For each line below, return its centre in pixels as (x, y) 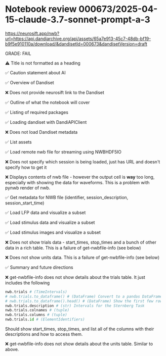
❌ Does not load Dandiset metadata (41, 132)
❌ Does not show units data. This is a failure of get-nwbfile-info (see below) (82, 257)
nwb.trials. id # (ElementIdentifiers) (45, 320)
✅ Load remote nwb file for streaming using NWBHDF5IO (63, 152)
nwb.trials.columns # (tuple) (36, 315)
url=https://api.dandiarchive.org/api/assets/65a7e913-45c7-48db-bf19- (78, 39)
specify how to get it (26, 167)
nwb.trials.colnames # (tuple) (37, 310)
